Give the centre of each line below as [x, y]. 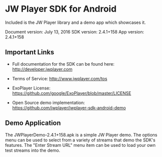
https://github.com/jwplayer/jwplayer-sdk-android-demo [69, 107]
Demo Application [33, 123]
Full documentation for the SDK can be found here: [63, 64]
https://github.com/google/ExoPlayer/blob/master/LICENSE [72, 93]
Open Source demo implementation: [49, 103]
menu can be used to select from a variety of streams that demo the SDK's [80, 140]
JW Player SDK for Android [61, 9]
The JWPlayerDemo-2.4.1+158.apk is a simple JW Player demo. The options [81, 135]
